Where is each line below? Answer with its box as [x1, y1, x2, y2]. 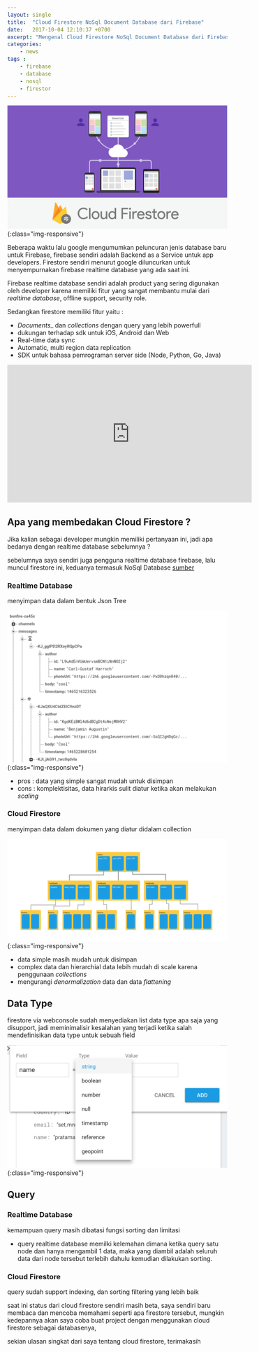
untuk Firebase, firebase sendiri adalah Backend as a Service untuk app [7, 251, 214, 259]
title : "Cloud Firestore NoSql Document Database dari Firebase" [7, 18, 205, 26]
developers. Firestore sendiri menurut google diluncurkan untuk [7, 258, 191, 266]
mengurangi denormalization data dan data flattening [17, 977, 172, 986]
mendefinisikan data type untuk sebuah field [7, 1031, 135, 1039]
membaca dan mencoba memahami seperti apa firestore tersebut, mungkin [7, 1309, 225, 1317]
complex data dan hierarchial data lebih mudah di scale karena [17, 962, 198, 971]
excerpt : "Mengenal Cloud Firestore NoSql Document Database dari [7, 34, 205, 41]
